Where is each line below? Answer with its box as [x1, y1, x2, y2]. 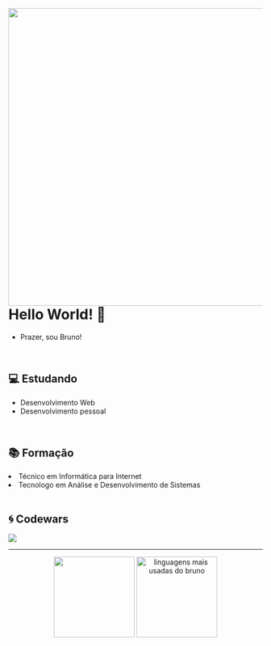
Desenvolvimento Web [19, 397, 95, 407]
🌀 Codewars [8, 512, 69, 526]
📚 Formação [8, 446, 74, 459]
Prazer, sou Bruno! [19, 332, 82, 342]
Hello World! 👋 [8, 305, 106, 323]
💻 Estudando [8, 372, 78, 386]
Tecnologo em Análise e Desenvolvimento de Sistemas [19, 480, 201, 490]
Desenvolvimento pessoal [19, 406, 106, 416]
